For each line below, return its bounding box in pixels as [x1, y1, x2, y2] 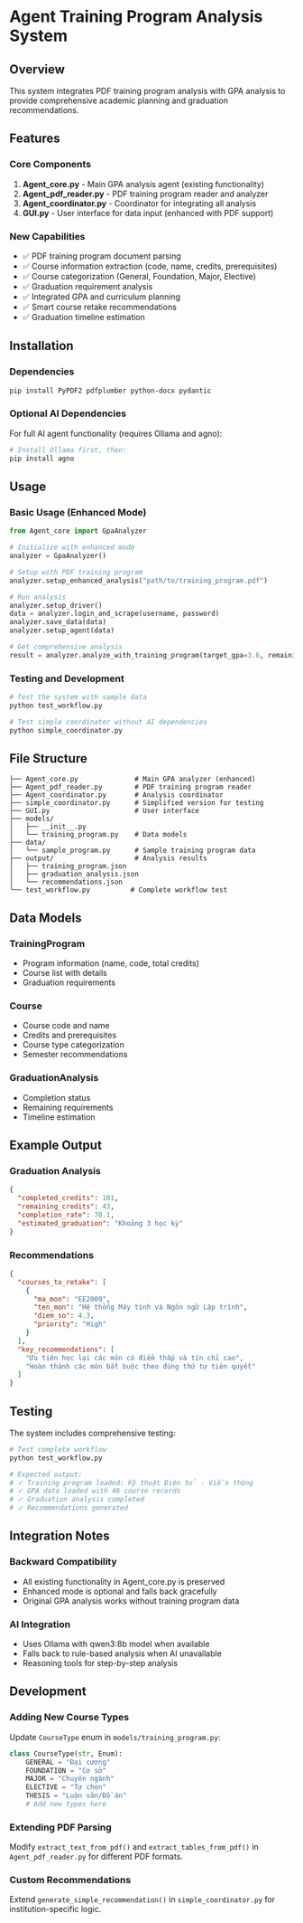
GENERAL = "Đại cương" [25, 1757, 111, 1767]
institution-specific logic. [9, 1904, 102, 1915]
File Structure [9, 751, 87, 766]
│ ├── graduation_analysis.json [9, 870, 140, 879]
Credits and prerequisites [22, 1029, 117, 1041]
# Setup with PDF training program [9, 567, 143, 576]
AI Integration [9, 1617, 70, 1630]
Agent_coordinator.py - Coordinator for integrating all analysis [22, 197, 257, 209]
